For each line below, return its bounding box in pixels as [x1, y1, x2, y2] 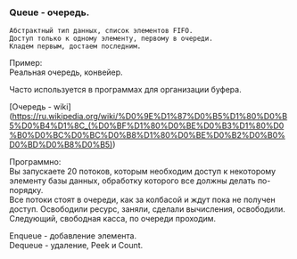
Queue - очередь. [9, 6, 90, 19]
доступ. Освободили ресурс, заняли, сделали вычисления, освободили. [9, 204, 285, 214]
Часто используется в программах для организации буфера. [9, 85, 243, 95]
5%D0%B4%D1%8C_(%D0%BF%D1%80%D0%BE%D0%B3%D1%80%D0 [9, 120, 285, 131]
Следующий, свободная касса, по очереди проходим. [9, 214, 217, 224]
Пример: [9, 58, 43, 69]
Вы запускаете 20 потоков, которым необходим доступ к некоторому [9, 166, 276, 177]
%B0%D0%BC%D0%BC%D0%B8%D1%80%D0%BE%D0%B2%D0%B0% [9, 130, 285, 141]
